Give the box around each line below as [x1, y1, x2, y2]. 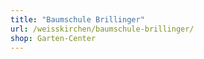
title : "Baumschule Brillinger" [10, 14, 145, 25]
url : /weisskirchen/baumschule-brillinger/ [10, 24, 195, 34]
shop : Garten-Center [10, 33, 97, 43]
